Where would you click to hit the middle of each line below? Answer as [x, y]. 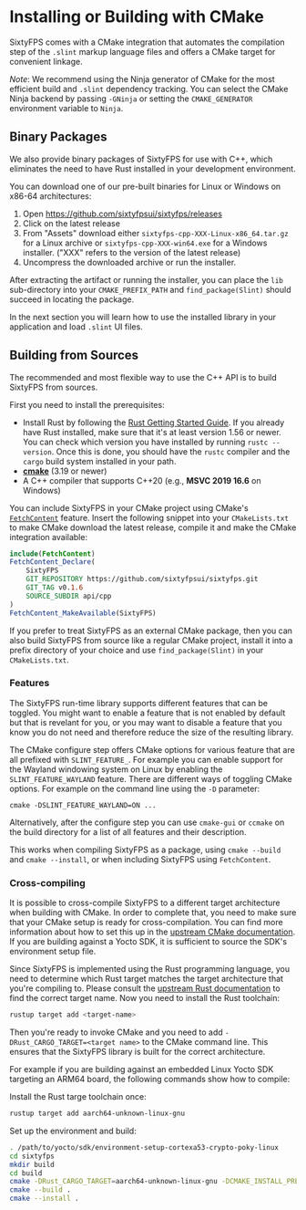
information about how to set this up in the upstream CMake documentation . [153, 932]
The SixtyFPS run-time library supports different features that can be [139, 703]
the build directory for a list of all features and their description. [128, 831]
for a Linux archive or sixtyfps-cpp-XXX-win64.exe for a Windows [145, 243]
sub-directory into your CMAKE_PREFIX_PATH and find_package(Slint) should [150, 289]
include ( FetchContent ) [52, 554]
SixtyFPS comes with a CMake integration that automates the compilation [147, 42]
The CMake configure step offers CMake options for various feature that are [153, 749]
